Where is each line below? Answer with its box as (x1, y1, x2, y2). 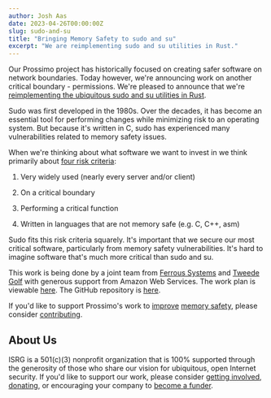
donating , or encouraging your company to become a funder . (8, 380, 214, 390)
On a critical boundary (20, 188, 95, 197)
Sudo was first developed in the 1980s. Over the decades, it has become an (8, 106, 263, 116)
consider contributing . (8, 309, 83, 319)
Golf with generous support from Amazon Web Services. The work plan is (8, 277, 256, 287)
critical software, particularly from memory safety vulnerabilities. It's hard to (8, 244, 264, 253)
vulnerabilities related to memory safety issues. (8, 132, 167, 142)
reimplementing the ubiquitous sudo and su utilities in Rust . (8, 90, 207, 100)
